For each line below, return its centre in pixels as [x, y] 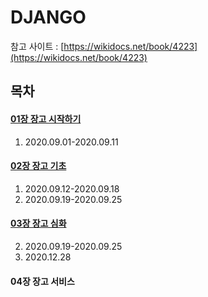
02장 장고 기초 [38, 166]
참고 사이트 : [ [37, 46]
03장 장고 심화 [38, 223]
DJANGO [48, 17]
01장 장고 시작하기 [46, 118]
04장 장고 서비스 [42, 281]
